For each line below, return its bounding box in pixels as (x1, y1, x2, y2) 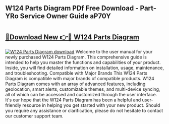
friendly (5, 102, 22, 108)
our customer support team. (5, 113, 64, 119)
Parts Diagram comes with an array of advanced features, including (5, 81, 146, 87)
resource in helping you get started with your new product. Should (22, 102, 160, 108)
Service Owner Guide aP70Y (20, 12, 111, 21)
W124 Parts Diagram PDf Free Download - (5, 4, 139, 13)
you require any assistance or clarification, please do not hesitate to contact (5, 108, 163, 113)
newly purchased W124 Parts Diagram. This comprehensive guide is (5, 54, 147, 60)
